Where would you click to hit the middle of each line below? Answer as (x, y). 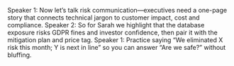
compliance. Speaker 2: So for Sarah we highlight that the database (106, 25)
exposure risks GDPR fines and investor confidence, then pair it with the (112, 32)
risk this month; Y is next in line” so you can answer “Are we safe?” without (117, 47)
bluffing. (19, 55)
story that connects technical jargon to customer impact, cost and (104, 18)
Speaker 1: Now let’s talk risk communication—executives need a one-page (117, 10)
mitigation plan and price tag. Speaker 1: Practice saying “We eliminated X (115, 40)
